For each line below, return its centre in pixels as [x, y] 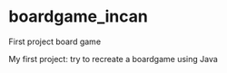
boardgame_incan [79, 17]
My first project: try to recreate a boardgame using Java [113, 59]
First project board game [55, 41]
